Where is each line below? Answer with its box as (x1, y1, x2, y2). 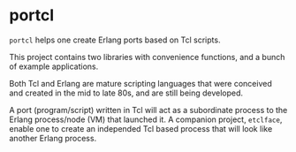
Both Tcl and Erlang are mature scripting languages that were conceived (9, 78, 272, 88)
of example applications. (9, 61, 99, 72)
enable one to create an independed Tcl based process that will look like (9, 123, 273, 133)
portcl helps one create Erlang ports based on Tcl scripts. (9, 34, 221, 45)
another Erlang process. (9, 133, 97, 143)
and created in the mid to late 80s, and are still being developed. (9, 87, 244, 98)
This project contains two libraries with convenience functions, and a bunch (9, 51, 285, 62)
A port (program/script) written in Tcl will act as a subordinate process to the (9, 104, 288, 115)
